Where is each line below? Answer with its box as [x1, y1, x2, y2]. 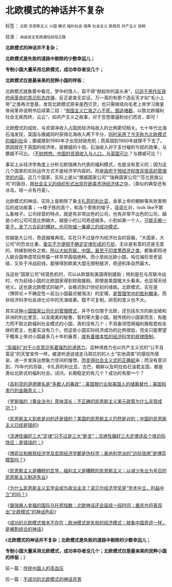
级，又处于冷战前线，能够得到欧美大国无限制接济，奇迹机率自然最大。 [5, 260, 154, 266]
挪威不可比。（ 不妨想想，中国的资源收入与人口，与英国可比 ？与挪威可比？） [5, 150, 165, 157]
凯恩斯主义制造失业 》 [5, 474, 50, 480]
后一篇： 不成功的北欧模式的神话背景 [5, 576, 82, 582]
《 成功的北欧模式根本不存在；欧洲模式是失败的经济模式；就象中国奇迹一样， [5, 519, 167, 525]
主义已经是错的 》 [5, 422, 41, 428]
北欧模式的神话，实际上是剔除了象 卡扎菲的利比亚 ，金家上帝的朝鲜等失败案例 [5, 198, 167, 204]
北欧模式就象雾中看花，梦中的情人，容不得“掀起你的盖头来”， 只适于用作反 [5, 88, 162, 94]
